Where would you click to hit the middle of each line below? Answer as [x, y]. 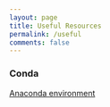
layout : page [34, 17]
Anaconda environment [52, 93]
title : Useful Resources [55, 26]
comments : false [39, 42]
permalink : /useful [46, 34]
